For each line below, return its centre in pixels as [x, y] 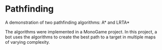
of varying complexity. [28, 42]
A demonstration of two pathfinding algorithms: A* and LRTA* [67, 22]
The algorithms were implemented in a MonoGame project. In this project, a [81, 32]
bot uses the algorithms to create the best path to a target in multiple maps [80, 37]
